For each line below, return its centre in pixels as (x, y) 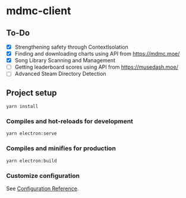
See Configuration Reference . (42, 189)
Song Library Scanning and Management (65, 60)
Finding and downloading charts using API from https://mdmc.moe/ (97, 54)
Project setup (32, 93)
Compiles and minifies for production (61, 148)
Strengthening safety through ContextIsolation (72, 47)
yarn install (22, 107)
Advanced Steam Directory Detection (60, 74)
